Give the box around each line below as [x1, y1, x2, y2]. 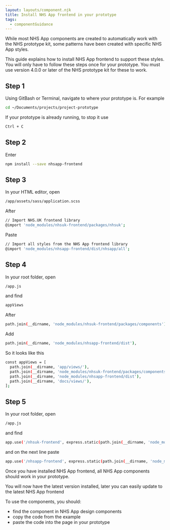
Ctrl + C [5, 124, 24, 129]
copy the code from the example [12, 514, 81, 520]
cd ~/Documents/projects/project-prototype [5, 105, 99, 110]
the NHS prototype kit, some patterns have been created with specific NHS [5, 41, 162, 47]
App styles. [5, 46, 29, 52]
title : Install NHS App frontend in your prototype [5, 12, 116, 17]
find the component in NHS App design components [12, 508, 122, 514]
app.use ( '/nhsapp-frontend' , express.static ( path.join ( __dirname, [5, 458, 148, 464]
